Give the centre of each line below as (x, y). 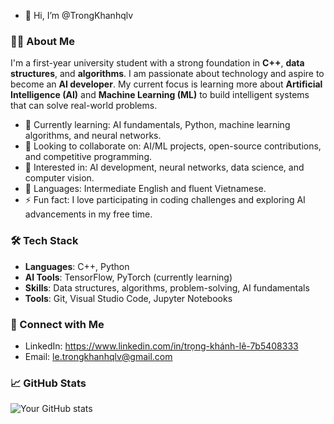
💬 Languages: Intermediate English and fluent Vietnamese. (145, 189)
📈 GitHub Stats (48, 383)
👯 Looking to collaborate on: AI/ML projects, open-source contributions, (173, 146)
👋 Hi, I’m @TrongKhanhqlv (79, 15)
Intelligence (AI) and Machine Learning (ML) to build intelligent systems (160, 95)
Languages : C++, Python (77, 266)
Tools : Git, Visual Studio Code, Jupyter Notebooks (128, 298)
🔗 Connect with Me (57, 324)
